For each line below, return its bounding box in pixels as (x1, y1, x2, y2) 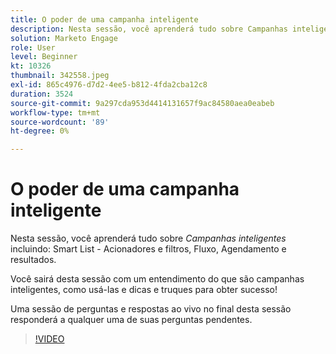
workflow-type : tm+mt (10, 107, 101, 118)
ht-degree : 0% (10, 126, 70, 136)
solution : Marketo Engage (10, 33, 118, 43)
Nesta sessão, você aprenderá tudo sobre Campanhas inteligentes (10, 232, 287, 245)
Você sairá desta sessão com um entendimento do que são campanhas (10, 273, 305, 285)
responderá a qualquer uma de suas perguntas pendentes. (10, 314, 253, 326)
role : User (10, 42, 56, 53)
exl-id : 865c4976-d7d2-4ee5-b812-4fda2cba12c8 (10, 80, 208, 90)
